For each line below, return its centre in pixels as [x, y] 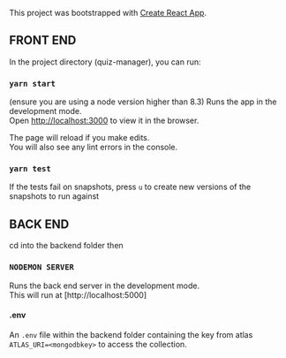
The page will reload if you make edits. [79, 138]
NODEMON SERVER [42, 267]
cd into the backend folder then [66, 246]
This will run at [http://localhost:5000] [78, 294]
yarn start [32, 84]
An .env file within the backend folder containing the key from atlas [131, 334]
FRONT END [43, 40]
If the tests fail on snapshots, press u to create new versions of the [130, 187]
